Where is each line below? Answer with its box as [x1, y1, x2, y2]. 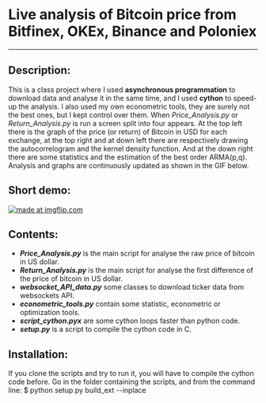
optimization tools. [19, 308, 81, 317]
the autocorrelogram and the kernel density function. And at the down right [8, 144, 253, 153]
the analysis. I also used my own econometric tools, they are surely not [18, 102, 250, 111]
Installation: [8, 347, 69, 361]
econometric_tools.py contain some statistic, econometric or [19, 299, 222, 309]
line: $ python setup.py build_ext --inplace [8, 386, 146, 395]
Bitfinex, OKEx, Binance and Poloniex [8, 22, 257, 40]
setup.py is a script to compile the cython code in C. [19, 324, 192, 334]
